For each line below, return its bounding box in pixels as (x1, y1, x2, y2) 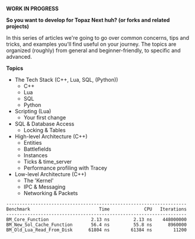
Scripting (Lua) (14, 108, 52, 114)
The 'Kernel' (23, 177, 54, 184)
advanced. (6, 53, 33, 60)
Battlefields (23, 145, 52, 152)
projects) (6, 23, 30, 30)
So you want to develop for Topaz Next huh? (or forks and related (6, 17, 170, 23)
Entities (23, 139, 42, 146)
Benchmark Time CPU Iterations (6, 206, 187, 212)
